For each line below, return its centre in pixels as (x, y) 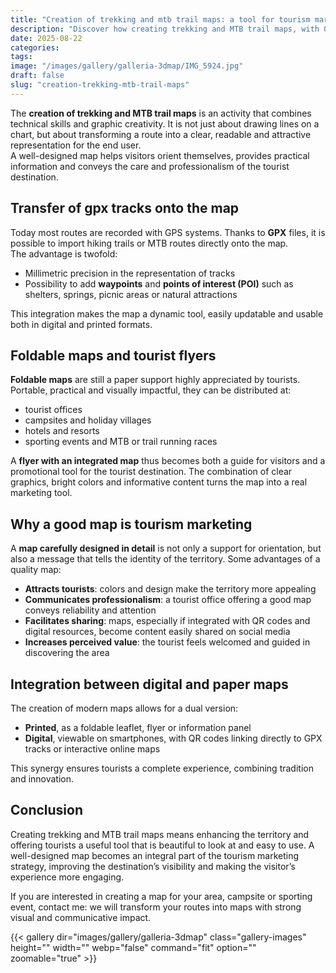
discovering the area (67, 653)
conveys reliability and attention (90, 610)
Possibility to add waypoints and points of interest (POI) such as (159, 283)
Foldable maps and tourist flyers (113, 355)
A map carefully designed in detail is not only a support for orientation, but (166, 548)
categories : (35, 47)
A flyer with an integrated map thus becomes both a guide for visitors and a (168, 461)
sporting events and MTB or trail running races (121, 442)
